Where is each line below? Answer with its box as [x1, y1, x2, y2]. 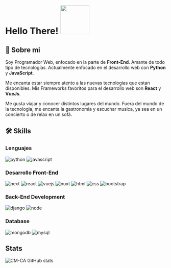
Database [5, 217, 30, 225]
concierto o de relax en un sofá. [5, 111, 72, 117]
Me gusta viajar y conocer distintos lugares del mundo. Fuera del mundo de [5, 101, 164, 107]
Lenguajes [5, 144, 32, 152]
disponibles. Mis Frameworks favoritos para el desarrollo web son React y [5, 85, 161, 91]
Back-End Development [5, 193, 65, 200]
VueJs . [5, 91, 21, 96]
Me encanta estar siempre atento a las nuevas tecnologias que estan [5, 80, 150, 86]
